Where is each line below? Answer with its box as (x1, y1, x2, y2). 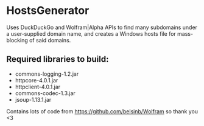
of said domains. (29, 36, 71, 44)
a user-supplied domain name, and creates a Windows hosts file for (6, 30, 177, 37)
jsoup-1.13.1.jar (15, 96, 52, 103)
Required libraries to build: (6, 54, 109, 64)
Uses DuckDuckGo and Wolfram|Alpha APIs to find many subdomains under (6, 24, 198, 31)
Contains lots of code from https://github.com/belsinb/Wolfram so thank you (6, 107, 199, 115)
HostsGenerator (6, 4, 90, 18)
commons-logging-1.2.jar (15, 70, 79, 78)
